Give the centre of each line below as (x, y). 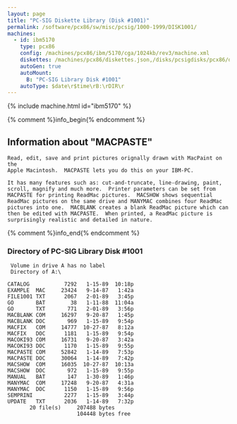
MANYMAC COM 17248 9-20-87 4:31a (71, 383)
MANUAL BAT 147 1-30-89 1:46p (71, 377)
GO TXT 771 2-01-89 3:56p (71, 309)
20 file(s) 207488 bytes (72, 408)
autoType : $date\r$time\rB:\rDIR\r (72, 86)
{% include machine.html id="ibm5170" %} (69, 106)
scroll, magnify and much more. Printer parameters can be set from (112, 189)
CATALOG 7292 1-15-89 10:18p (71, 284)
